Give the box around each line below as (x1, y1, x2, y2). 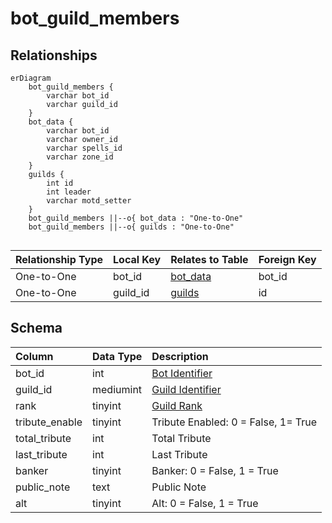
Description (151, 349, 209, 363)
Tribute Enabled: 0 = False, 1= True (151, 415, 318, 429)
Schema (10, 320, 63, 337)
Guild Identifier (151, 382, 222, 396)
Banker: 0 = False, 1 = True (151, 463, 279, 477)
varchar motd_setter (46, 196, 132, 206)
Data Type (92, 349, 143, 363)
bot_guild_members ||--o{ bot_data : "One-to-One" (28, 213, 244, 223)
